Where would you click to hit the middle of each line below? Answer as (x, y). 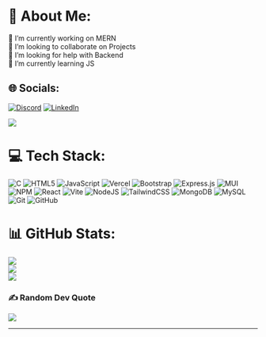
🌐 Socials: (34, 88)
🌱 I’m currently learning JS (51, 63)
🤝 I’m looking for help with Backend (66, 55)
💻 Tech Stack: (57, 156)
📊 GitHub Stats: (62, 234)
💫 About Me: (50, 16)
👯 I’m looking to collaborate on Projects (72, 46)
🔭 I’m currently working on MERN (62, 38)
